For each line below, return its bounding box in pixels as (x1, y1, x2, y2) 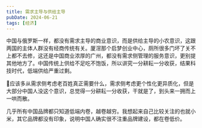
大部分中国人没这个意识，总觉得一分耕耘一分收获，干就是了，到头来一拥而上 (6, 88, 196, 95)
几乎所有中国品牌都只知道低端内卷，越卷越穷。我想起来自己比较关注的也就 (6, 108, 191, 115)
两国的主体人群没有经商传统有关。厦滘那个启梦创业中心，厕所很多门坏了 (6, 44, 185, 52)
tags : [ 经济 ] (6, 20, 37, 26)
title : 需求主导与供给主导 (6, 8, 66, 15)
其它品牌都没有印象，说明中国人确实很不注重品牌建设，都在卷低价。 (16, 115, 185, 123)
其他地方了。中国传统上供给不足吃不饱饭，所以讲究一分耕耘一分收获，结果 (6, 59, 191, 67)
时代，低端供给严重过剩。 (11, 67, 75, 75)
